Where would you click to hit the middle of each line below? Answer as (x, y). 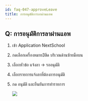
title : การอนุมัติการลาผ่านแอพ (29, 14)
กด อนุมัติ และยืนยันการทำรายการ (38, 84)
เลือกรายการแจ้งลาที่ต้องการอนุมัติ (38, 75)
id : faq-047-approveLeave (31, 9)
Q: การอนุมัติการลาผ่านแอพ (38, 34)
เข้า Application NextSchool (38, 45)
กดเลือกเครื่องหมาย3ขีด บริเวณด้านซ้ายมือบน (47, 55)
